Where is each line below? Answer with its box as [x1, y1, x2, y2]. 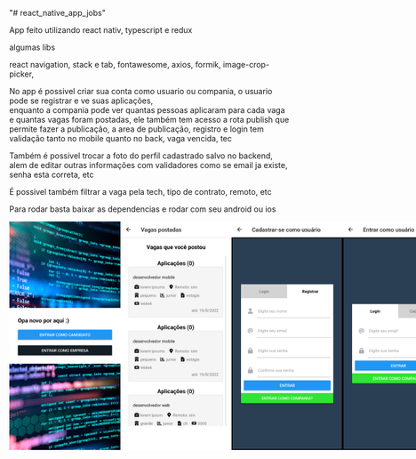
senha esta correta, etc [9, 169, 95, 180]
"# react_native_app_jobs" [9, 8, 107, 18]
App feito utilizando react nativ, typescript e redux [9, 25, 193, 35]
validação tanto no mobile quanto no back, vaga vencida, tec [9, 133, 233, 143]
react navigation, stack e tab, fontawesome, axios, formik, [9, 60, 221, 69]
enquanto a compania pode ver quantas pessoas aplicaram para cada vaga [9, 105, 285, 115]
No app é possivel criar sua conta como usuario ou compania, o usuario [9, 86, 273, 96]
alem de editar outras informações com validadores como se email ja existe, [9, 160, 288, 170]
